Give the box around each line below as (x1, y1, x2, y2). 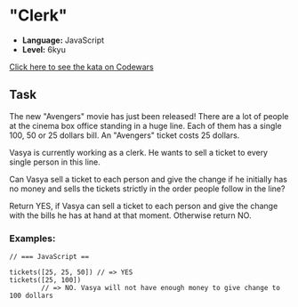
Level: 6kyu (21, 44, 67, 54)
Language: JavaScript (21, 35, 105, 45)
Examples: (9, 232, 56, 245)
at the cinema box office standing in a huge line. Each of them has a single (9, 120, 282, 131)
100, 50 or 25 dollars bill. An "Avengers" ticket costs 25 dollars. (9, 130, 240, 141)
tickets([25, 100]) (9, 276, 82, 285)
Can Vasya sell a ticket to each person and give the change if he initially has (9, 174, 287, 184)
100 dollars (9, 291, 53, 301)
